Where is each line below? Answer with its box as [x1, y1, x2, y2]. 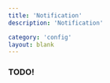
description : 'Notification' [8, 19, 104, 27]
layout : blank [8, 40, 55, 48]
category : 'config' [8, 33, 72, 41]
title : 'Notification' [8, 11, 82, 20]
